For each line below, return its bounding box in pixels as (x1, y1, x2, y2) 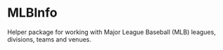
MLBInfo (7, 5, 58, 21)
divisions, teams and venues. (7, 35, 91, 43)
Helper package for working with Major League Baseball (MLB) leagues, (7, 28, 216, 36)
